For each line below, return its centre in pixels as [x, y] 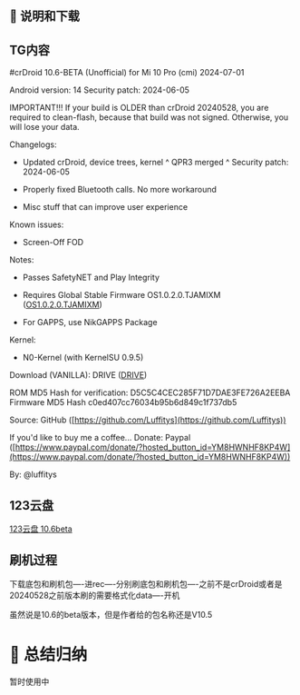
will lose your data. [44, 127]
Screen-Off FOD [53, 243]
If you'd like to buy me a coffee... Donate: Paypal [100, 438]
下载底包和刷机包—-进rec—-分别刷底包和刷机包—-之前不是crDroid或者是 [146, 583]
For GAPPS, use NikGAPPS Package [90, 323]
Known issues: [37, 224]
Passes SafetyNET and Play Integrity [91, 278]
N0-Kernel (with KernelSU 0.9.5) [83, 358]
